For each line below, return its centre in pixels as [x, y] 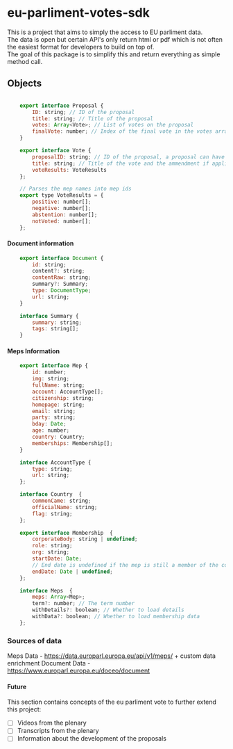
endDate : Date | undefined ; [72, 572]
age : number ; [51, 430]
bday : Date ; [50, 424]
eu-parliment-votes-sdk [79, 13]
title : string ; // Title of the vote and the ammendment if [121, 163]
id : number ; [50, 372]
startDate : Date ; [57, 559]
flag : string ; [52, 514]
